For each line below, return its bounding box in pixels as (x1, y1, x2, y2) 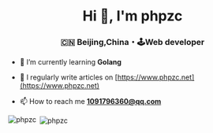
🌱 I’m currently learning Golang (19, 57, 122, 67)
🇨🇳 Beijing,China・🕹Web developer (60, 37, 205, 48)
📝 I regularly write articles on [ (19, 72, 118, 82)
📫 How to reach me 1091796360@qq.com (19, 97, 162, 106)
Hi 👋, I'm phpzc (82, 7, 183, 25)
